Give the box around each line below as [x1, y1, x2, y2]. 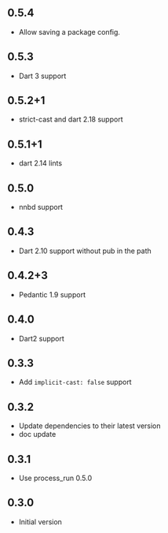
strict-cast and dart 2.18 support [18, 114, 123, 125]
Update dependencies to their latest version [18, 421, 162, 430]
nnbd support [18, 203, 64, 212]
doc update [18, 430, 57, 439]
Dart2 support [18, 334, 64, 343]
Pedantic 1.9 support [18, 289, 86, 299]
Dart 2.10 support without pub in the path [18, 246, 152, 255]
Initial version [18, 516, 62, 527]
